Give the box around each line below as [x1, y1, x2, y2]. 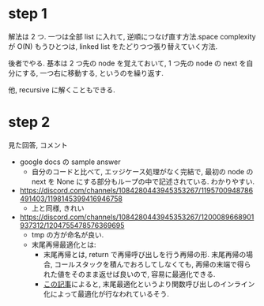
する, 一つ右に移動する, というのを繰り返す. [22, 68, 164, 77]
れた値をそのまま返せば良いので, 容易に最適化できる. [43, 269, 216, 278]
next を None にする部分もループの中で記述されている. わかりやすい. [31, 177, 255, 186]
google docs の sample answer [19, 157, 121, 166]
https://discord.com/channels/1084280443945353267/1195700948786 [19, 185, 254, 195]
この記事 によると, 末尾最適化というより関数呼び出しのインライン [43, 279, 255, 289]
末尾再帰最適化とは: [31, 240, 96, 249]
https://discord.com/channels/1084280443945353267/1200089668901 [19, 212, 255, 222]
